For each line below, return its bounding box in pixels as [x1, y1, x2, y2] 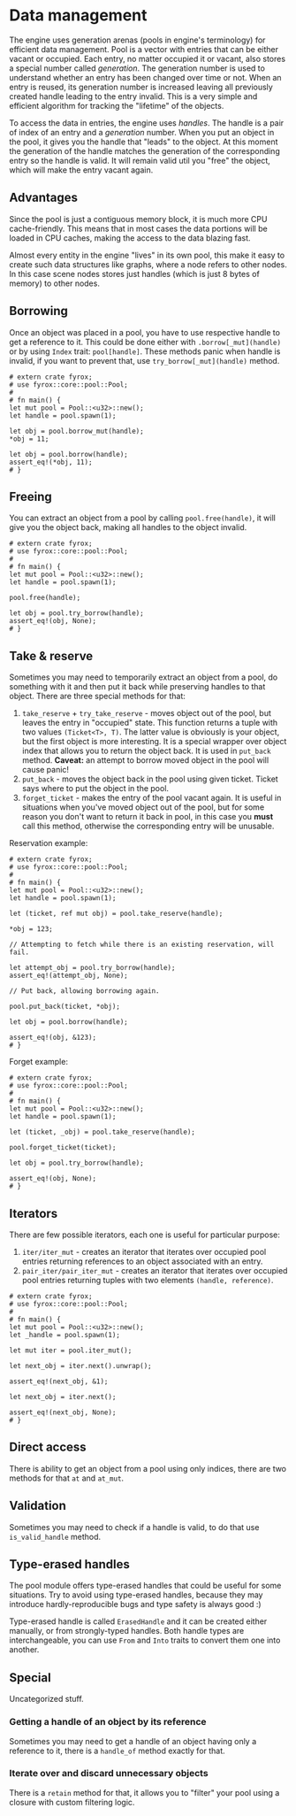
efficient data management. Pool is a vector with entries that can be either [9, 43, 279, 54]
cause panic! [21, 765, 69, 775]
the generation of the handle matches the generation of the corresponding [9, 145, 280, 156]
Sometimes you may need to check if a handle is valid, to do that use [9, 1521, 260, 1532]
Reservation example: [9, 838, 88, 849]
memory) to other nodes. [9, 278, 100, 289]
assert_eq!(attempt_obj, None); [9, 971, 128, 981]
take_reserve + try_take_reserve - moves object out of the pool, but [21, 708, 272, 719]
